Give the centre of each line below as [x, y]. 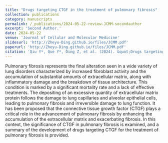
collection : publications [32, 14]
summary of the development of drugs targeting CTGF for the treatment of [82, 129]
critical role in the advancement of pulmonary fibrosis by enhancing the [79, 113]
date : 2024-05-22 [23, 33]
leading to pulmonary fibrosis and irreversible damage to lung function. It [80, 103]
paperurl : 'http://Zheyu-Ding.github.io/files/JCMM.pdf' [66, 47]
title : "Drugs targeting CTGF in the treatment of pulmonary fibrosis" [81, 10]
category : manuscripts [29, 19]
